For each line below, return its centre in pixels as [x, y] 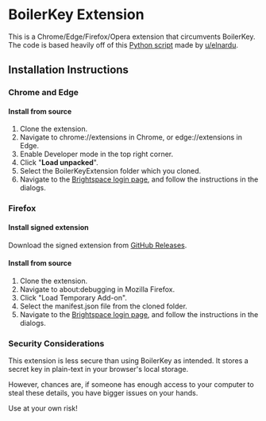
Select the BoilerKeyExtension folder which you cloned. [110, 171]
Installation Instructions [69, 70]
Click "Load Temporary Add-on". [73, 297]
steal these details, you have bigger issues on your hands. [103, 393]
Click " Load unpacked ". [59, 163]
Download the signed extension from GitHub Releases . [98, 245]
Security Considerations [56, 343]
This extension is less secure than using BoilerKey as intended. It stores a [128, 361]
